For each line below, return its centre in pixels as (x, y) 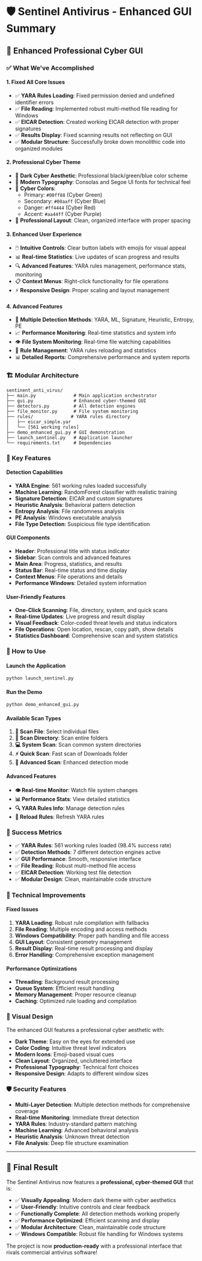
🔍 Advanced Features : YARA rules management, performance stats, (100, 266)
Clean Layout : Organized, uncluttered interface (73, 1060)
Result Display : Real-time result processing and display (84, 948)
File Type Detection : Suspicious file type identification (82, 524)
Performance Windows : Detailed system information (81, 583)
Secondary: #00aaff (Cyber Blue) (65, 201)
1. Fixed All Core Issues (35, 82)
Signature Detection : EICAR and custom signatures (79, 498)
